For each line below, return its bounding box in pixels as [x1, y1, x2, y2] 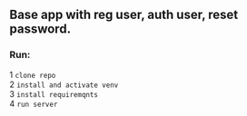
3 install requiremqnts [9, 88, 98, 99]
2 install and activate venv [9, 79, 119, 90]
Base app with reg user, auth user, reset [9, 7, 239, 23]
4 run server [9, 98, 58, 109]
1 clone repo [9, 69, 56, 80]
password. [9, 22, 71, 37]
